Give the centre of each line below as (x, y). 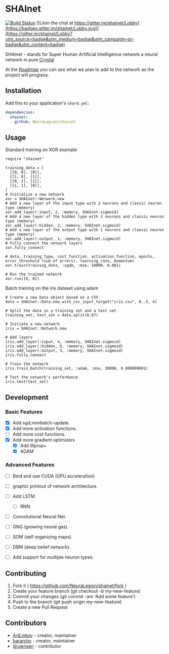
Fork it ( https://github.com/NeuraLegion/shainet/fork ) (70, 586)
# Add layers (19, 338)
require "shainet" (25, 159)
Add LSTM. (24, 496)
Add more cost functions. (39, 434)
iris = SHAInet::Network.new (36, 329)
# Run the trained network (34, 274)
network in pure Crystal (30, 59)
